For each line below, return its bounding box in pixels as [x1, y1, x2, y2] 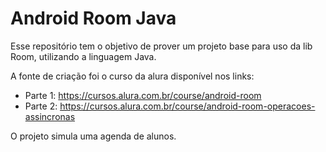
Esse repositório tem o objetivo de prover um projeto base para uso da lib [10, 40, 313, 52]
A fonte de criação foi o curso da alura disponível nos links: [10, 70, 255, 82]
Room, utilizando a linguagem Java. [10, 50, 157, 62]
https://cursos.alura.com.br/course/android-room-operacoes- [59, 100, 316, 112]
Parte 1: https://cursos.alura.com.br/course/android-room [24, 89, 262, 101]
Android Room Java [10, 7, 177, 30]
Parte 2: [24, 100, 58, 112]
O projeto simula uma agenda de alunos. [10, 130, 177, 142]
